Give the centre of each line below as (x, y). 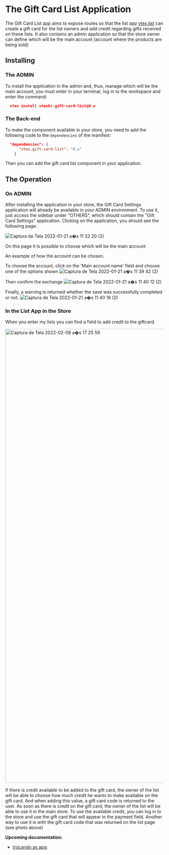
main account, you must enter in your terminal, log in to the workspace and (83, 91)
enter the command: (26, 96)
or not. (12, 298)
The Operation (28, 179)
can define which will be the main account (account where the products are (83, 39)
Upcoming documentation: (34, 837)
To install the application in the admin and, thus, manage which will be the (82, 86)
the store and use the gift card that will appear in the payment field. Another (84, 817)
